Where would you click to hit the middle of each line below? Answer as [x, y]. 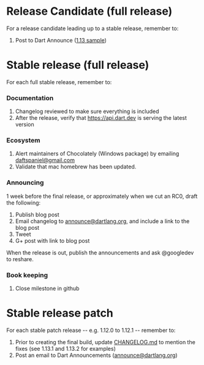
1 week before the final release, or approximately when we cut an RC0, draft [102, 196]
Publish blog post [37, 214]
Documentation [30, 98]
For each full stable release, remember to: [59, 82]
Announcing [25, 182]
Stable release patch [60, 313]
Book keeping [27, 275]
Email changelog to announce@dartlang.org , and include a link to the [102, 221]
